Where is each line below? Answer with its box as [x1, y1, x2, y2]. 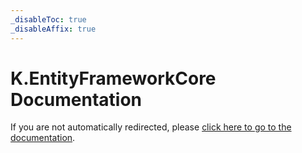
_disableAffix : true [10, 24, 97, 34]
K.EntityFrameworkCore [10, 67, 217, 90]
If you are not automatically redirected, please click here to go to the [10, 121, 292, 133]
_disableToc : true [10, 14, 87, 25]
